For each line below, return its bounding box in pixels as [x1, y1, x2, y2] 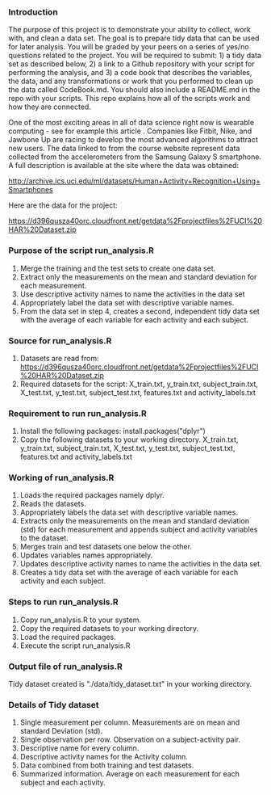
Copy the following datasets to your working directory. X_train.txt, [19, 435, 239, 444]
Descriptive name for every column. [19, 743, 140, 753]
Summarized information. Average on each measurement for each [19, 769, 240, 779]
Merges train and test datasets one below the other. [19, 542, 192, 552]
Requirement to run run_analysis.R [8, 407, 148, 419]
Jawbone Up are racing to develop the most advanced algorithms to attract [8, 135, 258, 145]
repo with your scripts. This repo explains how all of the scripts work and [8, 94, 251, 103]
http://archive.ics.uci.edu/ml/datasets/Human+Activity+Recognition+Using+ [8, 176, 261, 186]
